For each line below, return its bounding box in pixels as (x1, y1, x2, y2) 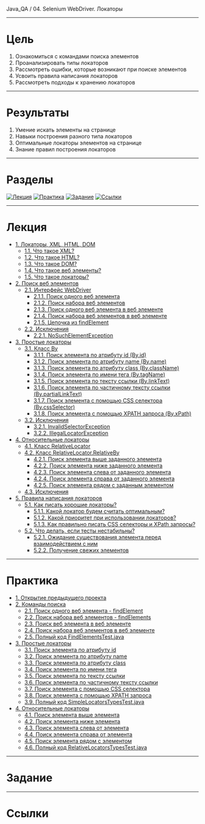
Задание (6, 771, 53, 785)
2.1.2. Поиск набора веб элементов (33, 299, 126, 306)
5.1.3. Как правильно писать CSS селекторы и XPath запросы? (33, 520, 196, 527)
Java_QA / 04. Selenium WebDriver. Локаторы (6, 6, 123, 12)
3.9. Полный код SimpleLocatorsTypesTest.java (24, 698, 145, 705)
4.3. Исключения (24, 488, 69, 495)
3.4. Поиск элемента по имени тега (24, 665, 117, 673)
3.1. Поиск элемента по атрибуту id (24, 646, 117, 653)
